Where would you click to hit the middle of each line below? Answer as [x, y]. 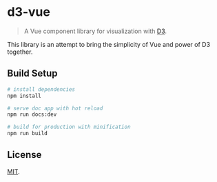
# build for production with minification [69, 127]
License [24, 155]
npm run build [28, 134]
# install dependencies [41, 89]
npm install [24, 96]
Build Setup [32, 73]
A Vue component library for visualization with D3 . [95, 31]
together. [20, 52]
